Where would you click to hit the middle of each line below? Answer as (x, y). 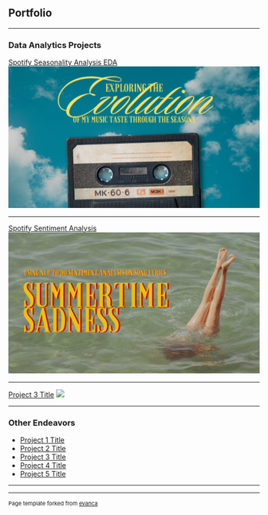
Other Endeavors (42, 423)
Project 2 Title (43, 449)
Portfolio (30, 13)
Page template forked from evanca (53, 504)
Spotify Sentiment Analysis (53, 228)
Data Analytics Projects (55, 45)
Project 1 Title (42, 440)
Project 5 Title (43, 474)
